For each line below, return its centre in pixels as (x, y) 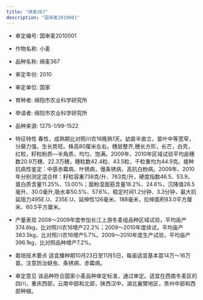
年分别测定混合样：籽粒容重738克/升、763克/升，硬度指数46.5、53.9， (104, 176)
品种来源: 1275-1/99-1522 (47, 125)
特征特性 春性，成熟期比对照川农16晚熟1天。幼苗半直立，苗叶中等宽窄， (105, 138)
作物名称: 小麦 (32, 48)
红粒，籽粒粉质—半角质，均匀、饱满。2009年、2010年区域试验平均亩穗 (105, 154)
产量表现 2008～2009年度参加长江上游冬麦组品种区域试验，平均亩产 (101, 219)
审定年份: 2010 (33, 74)
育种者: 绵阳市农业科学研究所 (51, 100)
